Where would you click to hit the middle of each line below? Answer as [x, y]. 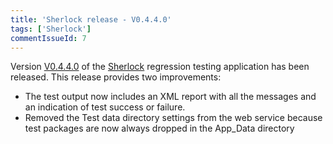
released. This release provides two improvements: [116, 77]
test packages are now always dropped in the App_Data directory [159, 128]
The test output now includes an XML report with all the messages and [170, 97]
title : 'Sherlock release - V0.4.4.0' [91, 19]
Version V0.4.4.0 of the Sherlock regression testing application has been [160, 67]
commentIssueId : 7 [48, 38]
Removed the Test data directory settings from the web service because [173, 118]
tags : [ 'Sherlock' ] [51, 29]
